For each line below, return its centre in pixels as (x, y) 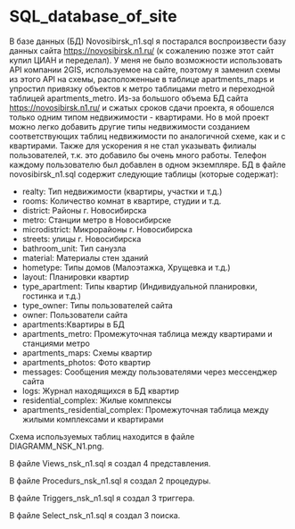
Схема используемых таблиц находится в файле (102, 436)
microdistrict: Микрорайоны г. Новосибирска (107, 229)
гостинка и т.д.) (52, 296)
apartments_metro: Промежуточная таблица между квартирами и (147, 333)
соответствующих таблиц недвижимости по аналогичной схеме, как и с (147, 136)
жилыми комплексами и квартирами (93, 419)
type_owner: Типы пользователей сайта (98, 305)
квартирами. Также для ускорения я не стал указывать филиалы (133, 146)
